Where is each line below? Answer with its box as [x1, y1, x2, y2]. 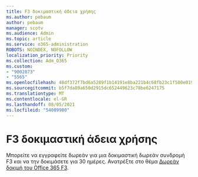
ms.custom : [6, 63, 33, 69]
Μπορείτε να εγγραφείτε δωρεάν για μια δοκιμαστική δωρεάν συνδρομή [6, 152, 185, 159]
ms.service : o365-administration [6, 42, 88, 48]
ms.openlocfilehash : [6, 80, 57, 86]
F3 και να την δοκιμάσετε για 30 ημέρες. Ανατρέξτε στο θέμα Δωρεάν [6, 158, 180, 165]
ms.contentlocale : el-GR [6, 96, 67, 102]
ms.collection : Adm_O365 [6, 58, 67, 64]
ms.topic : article [6, 36, 51, 42]
